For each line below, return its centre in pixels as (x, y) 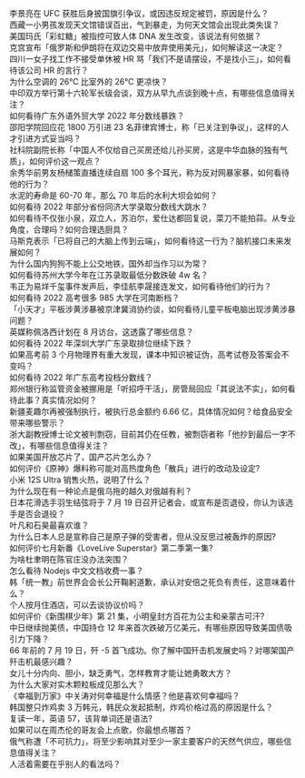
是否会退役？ (41, 514)
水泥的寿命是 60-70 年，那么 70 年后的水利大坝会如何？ (113, 195)
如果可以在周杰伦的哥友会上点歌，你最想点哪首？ (101, 730)
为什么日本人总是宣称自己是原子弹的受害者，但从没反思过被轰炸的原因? (143, 536)
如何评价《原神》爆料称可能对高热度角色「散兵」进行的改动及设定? (135, 468)
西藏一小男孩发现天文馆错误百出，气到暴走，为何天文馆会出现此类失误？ (144, 25)
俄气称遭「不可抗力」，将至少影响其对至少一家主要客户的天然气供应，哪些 (147, 741)
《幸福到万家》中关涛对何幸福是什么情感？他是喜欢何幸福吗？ (125, 696)
